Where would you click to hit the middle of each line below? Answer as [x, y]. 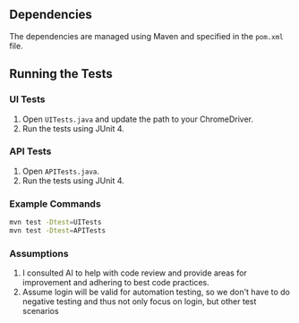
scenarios [41, 311]
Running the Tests [61, 74]
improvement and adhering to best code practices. [116, 283]
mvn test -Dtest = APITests [57, 230]
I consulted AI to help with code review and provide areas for [135, 273]
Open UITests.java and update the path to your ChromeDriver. [137, 119]
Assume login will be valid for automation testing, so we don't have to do [156, 292]
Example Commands [55, 203]
